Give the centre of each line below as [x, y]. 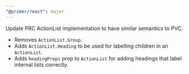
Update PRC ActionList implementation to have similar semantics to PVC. [94, 28]
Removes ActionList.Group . [48, 39]
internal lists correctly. [41, 65]
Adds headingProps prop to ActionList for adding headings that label [98, 58]
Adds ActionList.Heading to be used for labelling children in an [91, 46]
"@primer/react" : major [35, 11]
